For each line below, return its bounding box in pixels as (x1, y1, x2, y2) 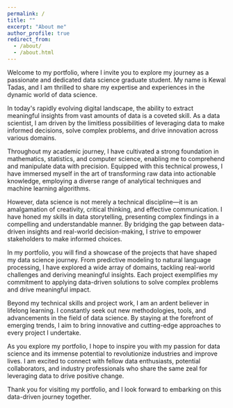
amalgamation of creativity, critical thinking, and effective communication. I (7, 205, 223, 213)
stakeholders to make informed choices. (7, 234, 123, 243)
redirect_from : (7, 36, 51, 43)
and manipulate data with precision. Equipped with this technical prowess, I (7, 162, 223, 170)
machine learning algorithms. (7, 184, 91, 192)
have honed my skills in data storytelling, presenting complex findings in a (7, 212, 219, 220)
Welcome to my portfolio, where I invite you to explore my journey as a (7, 68, 209, 77)
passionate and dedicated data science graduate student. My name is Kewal (7, 75, 226, 84)
